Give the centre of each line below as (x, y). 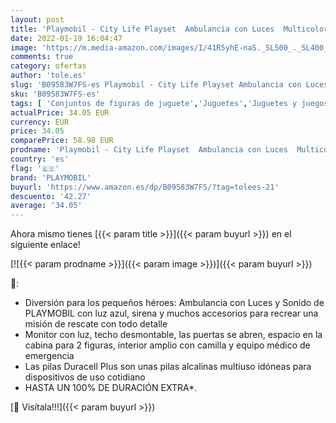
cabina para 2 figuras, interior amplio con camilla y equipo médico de (167, 345)
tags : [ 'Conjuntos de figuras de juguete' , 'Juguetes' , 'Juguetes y (154, 103)
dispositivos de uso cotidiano (85, 377)
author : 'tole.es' (48, 76)
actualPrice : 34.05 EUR (60, 112)
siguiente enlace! (45, 245)
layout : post (37, 19)
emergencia (49, 356)
